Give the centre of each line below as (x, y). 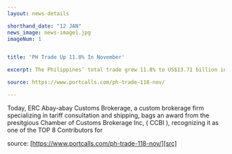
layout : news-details (38, 13)
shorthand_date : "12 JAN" (44, 26)
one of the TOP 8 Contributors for (55, 130)
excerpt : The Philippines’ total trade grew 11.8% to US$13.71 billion (112, 70)
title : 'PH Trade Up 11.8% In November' (66, 57)
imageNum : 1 (24, 39)
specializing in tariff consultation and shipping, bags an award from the (108, 115)
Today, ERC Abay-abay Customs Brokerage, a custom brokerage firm (106, 108)
